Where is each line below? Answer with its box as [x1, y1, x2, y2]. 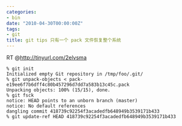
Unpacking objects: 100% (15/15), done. [6, 87, 111, 93]
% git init [6, 66, 34, 72]
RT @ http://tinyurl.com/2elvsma [6, 54, 87, 61]
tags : [6, 26, 20, 32]
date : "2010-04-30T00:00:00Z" [6, 20, 84, 26]
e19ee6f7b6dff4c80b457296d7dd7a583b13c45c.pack [6, 82, 130, 88]
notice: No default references [6, 103, 86, 109]
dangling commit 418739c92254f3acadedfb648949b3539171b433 [6, 108, 160, 114]
